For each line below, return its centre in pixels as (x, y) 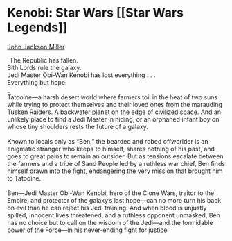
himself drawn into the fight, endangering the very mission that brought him (115, 171)
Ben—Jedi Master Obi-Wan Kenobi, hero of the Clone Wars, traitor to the (111, 193)
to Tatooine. (24, 178)
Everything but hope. (37, 82)
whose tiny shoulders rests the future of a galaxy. (78, 126)
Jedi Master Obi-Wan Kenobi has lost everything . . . (81, 75)
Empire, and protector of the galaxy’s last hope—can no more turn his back (114, 200)
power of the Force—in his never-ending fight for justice (87, 230)
